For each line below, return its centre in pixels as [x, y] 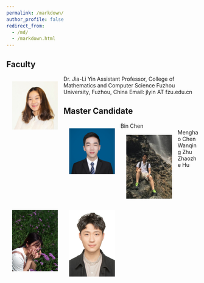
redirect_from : [26, 26]
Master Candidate [98, 111]
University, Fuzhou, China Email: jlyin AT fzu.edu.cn [128, 92]
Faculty [21, 64]
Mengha [188, 132]
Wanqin [187, 145]
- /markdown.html [34, 39]
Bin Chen [132, 126]
